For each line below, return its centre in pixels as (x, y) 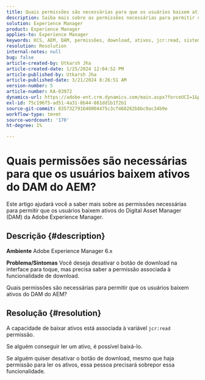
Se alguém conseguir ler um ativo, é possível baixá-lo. (74, 346)
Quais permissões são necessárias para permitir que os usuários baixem (98, 287)
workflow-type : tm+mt (34, 114)
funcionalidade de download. (43, 276)
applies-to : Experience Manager (47, 35)
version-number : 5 (30, 86)
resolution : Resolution (37, 46)
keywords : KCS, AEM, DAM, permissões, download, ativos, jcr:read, (94, 40)
